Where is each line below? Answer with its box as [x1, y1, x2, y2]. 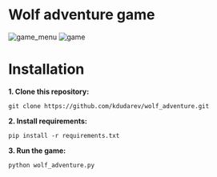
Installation [8, 60, 85, 78]
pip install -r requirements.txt [8, 131, 120, 139]
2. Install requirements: [8, 116, 88, 126]
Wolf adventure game [8, 6, 155, 24]
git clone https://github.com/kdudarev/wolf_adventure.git [8, 102, 210, 110]
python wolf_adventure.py [8, 161, 94, 169]
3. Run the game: [8, 146, 66, 155]
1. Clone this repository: [8, 86, 90, 96]
